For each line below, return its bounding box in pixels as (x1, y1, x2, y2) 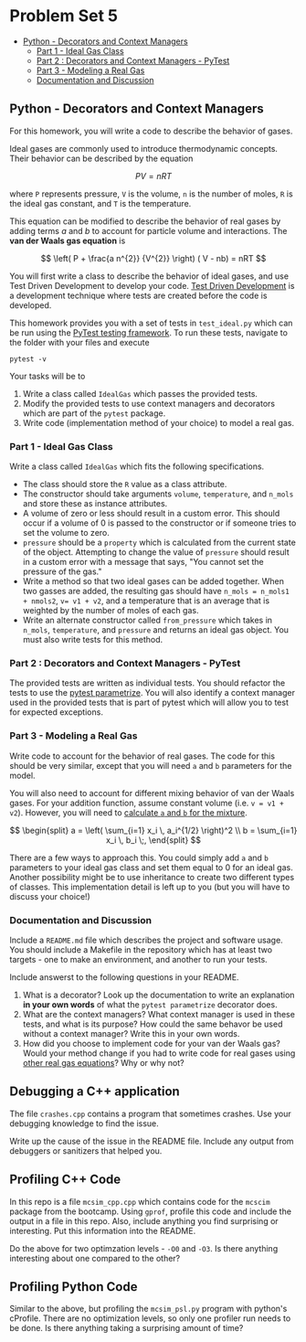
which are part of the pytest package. (22, 408, 166, 419)
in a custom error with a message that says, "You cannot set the (22, 557, 264, 568)
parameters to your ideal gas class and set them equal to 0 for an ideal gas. (9, 861, 294, 873)
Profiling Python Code (9, 1279, 138, 1294)
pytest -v (9, 354, 47, 364)
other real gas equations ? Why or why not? (22, 1057, 185, 1068)
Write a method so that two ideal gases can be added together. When (22, 576, 285, 587)
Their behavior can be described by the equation (9, 153, 194, 164)
